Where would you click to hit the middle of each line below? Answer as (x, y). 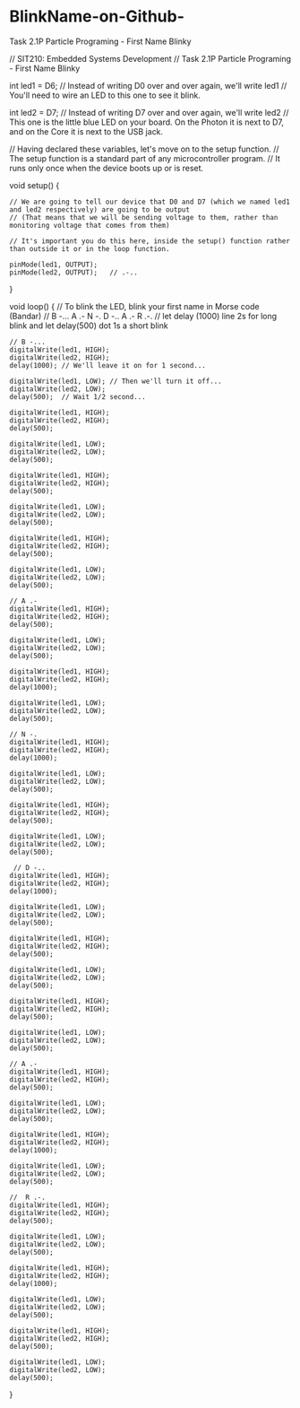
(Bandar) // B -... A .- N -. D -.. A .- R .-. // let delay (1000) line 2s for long (143, 316)
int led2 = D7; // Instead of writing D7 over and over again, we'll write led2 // (149, 112)
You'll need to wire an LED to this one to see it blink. (105, 95)
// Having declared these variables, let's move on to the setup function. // (144, 149)
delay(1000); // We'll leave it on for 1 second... (107, 365)
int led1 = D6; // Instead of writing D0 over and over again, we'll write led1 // (148, 85)
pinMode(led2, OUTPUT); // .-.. (74, 272)
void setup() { (34, 185)
